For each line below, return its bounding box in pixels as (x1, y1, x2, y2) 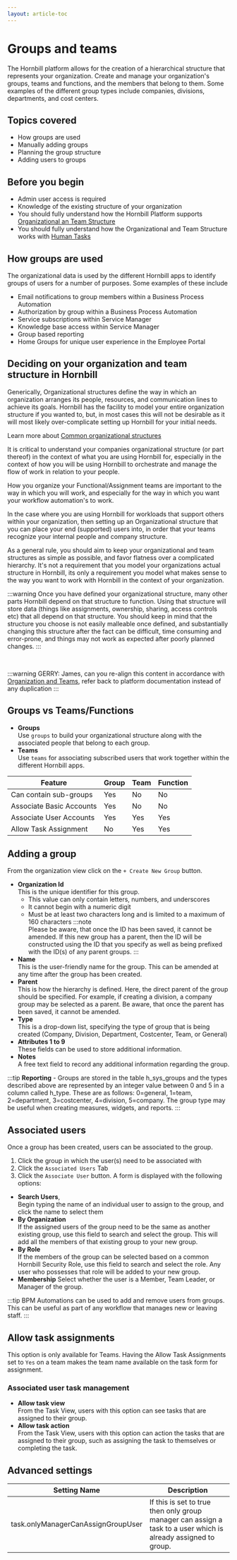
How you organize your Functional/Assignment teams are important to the (7, 481, 222, 489)
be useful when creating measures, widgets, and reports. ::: (7, 1104, 181, 1112)
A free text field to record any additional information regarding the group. (17, 1060, 230, 1068)
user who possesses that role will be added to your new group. (17, 1267, 201, 1276)
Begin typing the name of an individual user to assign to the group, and (17, 1200, 224, 1209)
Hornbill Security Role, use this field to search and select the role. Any (17, 1260, 221, 1269)
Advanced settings (7, 1464, 93, 1476)
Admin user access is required (17, 195, 107, 203)
